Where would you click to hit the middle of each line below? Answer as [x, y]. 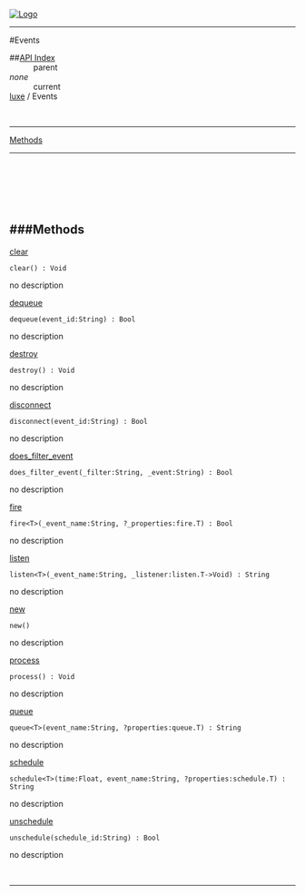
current [47, 87]
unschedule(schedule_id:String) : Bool [85, 838]
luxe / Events [34, 96]
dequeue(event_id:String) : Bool [73, 319]
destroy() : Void [42, 370]
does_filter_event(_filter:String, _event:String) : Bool [121, 472]
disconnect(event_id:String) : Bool [79, 421]
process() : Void [42, 676]
